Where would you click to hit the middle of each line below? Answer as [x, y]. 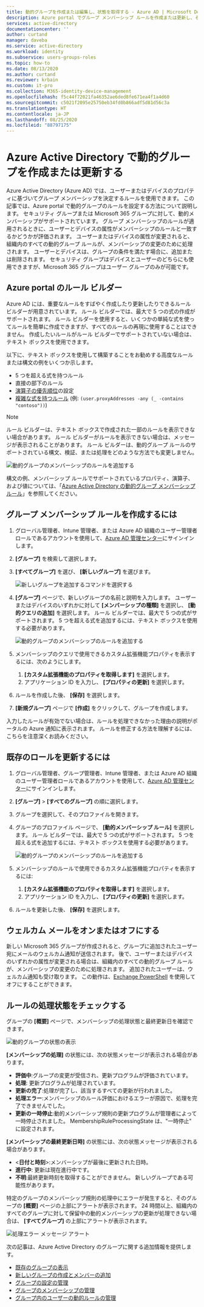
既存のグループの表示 [42, 1267]
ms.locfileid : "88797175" [39, 126]
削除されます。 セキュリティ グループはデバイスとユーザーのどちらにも [100, 259]
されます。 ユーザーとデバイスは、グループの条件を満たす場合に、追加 [94, 252]
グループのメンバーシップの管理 [55, 1291]
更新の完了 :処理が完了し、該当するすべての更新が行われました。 [95, 1091]
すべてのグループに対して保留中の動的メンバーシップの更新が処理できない [99, 1213]
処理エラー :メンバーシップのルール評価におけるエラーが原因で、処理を [104, 1099]
